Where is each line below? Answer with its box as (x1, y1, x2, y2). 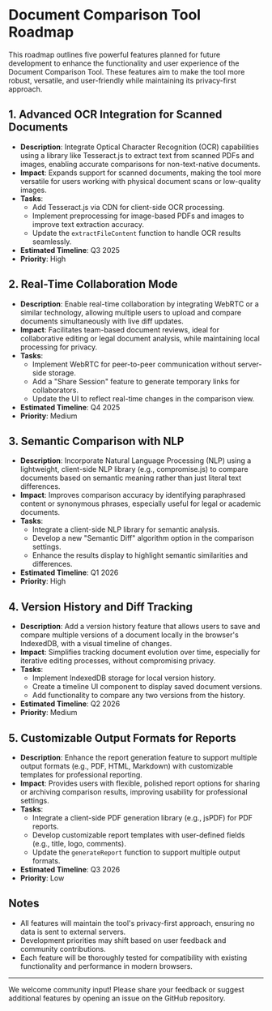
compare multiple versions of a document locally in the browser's (19, 630, 239, 640)
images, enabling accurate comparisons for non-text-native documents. (19, 159, 261, 169)
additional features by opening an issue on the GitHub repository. (8, 993, 226, 1003)
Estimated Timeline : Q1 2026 (19, 568, 119, 577)
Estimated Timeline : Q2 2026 (19, 699, 121, 709)
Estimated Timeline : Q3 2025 (19, 245, 120, 255)
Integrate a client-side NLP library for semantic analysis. (32, 525, 220, 534)
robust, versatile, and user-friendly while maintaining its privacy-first (8, 75, 237, 85)
